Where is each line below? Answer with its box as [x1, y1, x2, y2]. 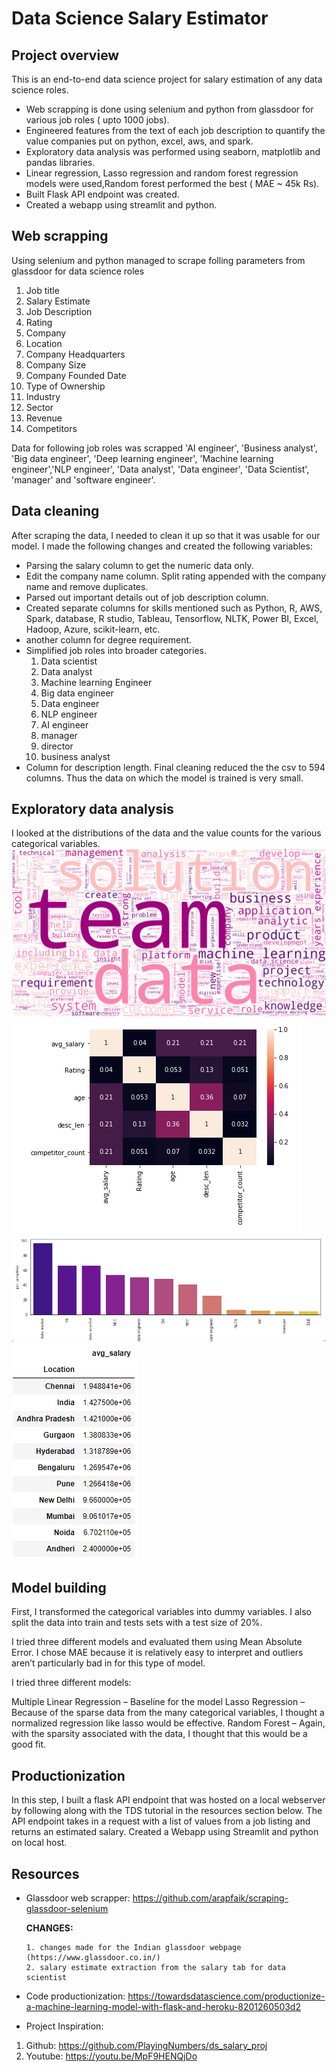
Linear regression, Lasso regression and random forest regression [25, 167, 299, 179]
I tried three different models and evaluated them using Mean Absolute [11, 1636, 303, 1648]
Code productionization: [25, 1990, 126, 2002]
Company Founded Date [25, 369, 127, 381]
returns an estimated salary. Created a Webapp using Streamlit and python [11, 1826, 319, 1838]
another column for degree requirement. [25, 633, 193, 646]
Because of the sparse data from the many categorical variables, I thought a [11, 1707, 325, 1719]
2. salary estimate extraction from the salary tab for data [25, 1962, 287, 1972]
